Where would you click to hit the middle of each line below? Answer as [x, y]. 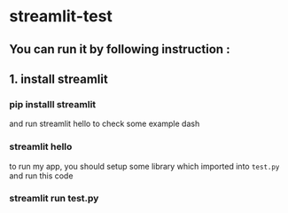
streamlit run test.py [54, 199]
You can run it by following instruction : [120, 49]
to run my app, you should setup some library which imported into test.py [144, 166]
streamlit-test [61, 16]
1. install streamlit [58, 79]
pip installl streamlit [53, 104]
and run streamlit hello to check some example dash [105, 124]
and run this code [41, 176]
